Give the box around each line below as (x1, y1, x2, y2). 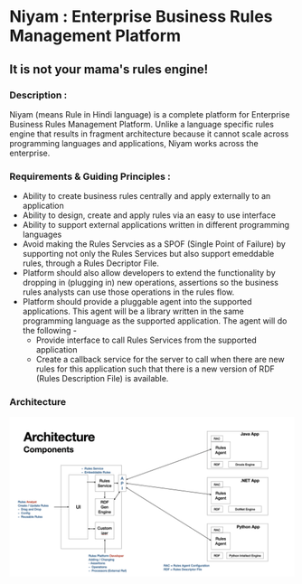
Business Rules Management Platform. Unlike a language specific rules (9, 118, 274, 129)
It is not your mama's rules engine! (9, 61, 209, 77)
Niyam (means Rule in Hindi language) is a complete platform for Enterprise (9, 108, 290, 119)
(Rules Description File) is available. (35, 373, 169, 384)
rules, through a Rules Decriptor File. (22, 258, 160, 268)
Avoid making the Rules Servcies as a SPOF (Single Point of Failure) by (22, 239, 287, 250)
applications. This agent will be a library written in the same (22, 306, 244, 317)
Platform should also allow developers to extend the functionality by (22, 268, 276, 278)
